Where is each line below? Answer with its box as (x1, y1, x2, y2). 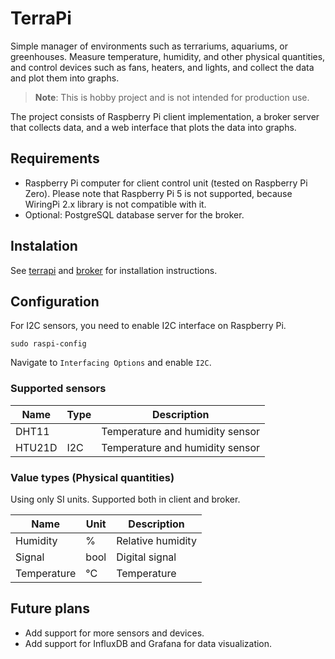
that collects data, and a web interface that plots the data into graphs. (10, 121, 297, 133)
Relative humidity (116, 533, 197, 547)
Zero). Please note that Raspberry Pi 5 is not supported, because (24, 187, 293, 199)
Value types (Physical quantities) (10, 470, 175, 484)
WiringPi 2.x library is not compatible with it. (24, 198, 207, 210)
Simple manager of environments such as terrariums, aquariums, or (10, 40, 289, 52)
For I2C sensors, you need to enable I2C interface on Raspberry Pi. (10, 320, 287, 332)
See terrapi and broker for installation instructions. (10, 264, 218, 276)
